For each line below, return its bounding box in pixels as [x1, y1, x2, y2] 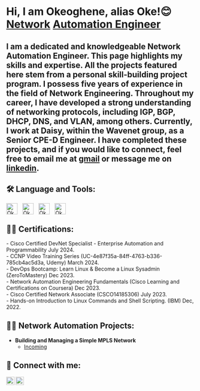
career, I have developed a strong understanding [6, 98, 192, 108]
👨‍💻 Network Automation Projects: [6, 321, 135, 331]
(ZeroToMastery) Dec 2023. [6, 272, 75, 278]
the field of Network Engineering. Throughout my [6, 88, 194, 98]
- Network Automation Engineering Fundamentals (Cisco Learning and [6, 278, 180, 285]
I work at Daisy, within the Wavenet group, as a [6, 125, 184, 136]
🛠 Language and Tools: [6, 184, 96, 194]
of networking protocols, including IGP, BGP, [6, 107, 175, 117]
